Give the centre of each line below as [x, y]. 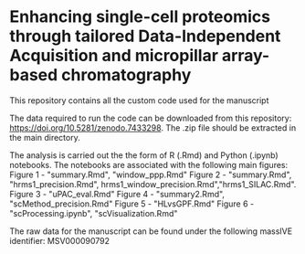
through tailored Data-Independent [145, 36]
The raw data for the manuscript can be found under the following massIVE [151, 231]
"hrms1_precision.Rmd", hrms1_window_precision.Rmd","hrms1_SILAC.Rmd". [153, 184]
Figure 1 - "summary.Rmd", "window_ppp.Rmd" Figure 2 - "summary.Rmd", [151, 175]
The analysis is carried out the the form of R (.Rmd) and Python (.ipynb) [144, 155]
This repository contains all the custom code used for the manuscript [139, 100]
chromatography [126, 75]
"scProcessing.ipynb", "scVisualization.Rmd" [94, 213]
